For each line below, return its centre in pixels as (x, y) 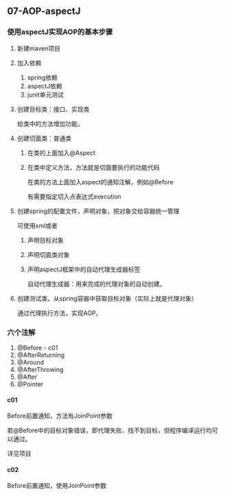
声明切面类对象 (48, 255)
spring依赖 (43, 77)
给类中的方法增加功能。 (50, 123)
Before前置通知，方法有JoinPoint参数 (60, 416)
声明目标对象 (45, 240)
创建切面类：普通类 (44, 138)
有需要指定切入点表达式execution (74, 196)
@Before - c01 (37, 347)
